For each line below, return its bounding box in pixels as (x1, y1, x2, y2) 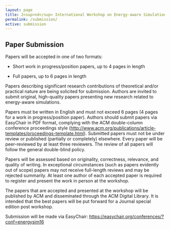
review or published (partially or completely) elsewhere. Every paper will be (5, 136, 163, 142)
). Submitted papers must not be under (83, 130, 165, 136)
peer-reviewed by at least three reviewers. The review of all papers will (5, 141, 153, 147)
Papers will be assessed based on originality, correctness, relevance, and (5, 156, 159, 162)
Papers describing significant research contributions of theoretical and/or (5, 83, 158, 89)
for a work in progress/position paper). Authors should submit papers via (5, 114, 157, 120)
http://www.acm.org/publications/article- (70, 125, 156, 131)
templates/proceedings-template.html (5, 130, 84, 136)
